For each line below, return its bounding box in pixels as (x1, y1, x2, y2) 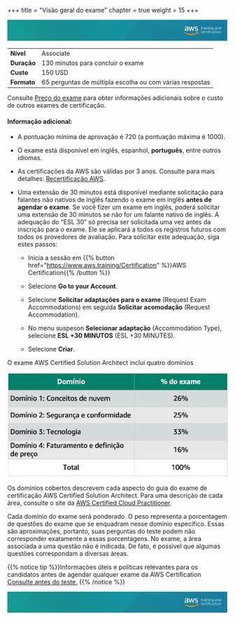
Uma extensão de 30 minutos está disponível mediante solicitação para (17, 188, 224, 196)
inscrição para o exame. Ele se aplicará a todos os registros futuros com (17, 225, 226, 233)
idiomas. (17, 154, 43, 162)
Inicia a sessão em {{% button (27, 254, 115, 262)
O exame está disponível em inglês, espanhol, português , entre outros (17, 146, 222, 154)
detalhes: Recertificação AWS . (17, 175, 106, 183)
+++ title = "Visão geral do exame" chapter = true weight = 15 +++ (7, 6, 199, 14)
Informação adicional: (7, 117, 73, 125)
